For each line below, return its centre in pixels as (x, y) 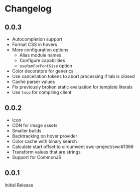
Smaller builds (27, 130)
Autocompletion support (37, 39)
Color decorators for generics (43, 71)
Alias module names (40, 55)
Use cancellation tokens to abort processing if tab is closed (73, 76)
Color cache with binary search (44, 141)
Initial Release (19, 185)
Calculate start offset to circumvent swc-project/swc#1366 (73, 146)
